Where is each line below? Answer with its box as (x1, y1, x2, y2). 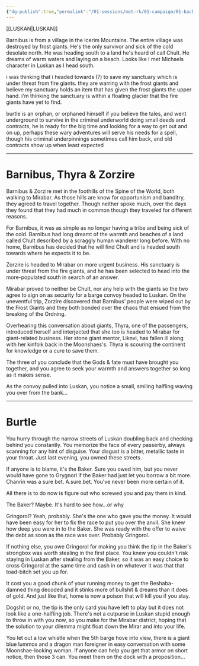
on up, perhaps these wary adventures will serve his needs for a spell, (6, 129, 178, 136)
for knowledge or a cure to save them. (6, 347, 99, 354)
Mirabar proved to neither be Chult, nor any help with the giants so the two (6, 285, 188, 292)
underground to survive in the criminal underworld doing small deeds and (6, 116, 185, 123)
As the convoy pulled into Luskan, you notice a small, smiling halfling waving (6, 382, 193, 389)
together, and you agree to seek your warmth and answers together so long (6, 364, 191, 372)
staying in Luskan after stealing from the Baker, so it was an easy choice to (6, 556, 189, 563)
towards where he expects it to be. (6, 249, 91, 256)
